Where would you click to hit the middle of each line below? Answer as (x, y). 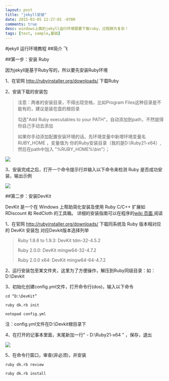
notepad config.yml (26, 314)
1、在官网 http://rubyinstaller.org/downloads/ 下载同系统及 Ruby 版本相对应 (83, 224)
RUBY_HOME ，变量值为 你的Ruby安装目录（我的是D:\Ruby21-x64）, (89, 143)
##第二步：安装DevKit (28, 196)
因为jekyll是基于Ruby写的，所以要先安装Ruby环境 (57, 70)
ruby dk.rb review (24, 365)
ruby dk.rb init (22, 305)
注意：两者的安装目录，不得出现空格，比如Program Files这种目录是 (87, 102)
